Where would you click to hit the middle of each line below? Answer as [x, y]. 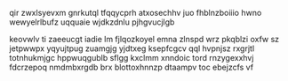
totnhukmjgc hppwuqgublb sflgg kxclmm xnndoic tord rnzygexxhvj [132, 58]
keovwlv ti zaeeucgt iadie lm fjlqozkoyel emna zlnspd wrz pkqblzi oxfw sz [144, 39]
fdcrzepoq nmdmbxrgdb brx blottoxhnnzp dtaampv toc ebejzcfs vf [132, 67]
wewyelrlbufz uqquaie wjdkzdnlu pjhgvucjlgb [92, 22]
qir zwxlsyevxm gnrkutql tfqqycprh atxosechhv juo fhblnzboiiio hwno [136, 13]
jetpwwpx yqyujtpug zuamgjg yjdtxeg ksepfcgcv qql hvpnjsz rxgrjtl [132, 48]
